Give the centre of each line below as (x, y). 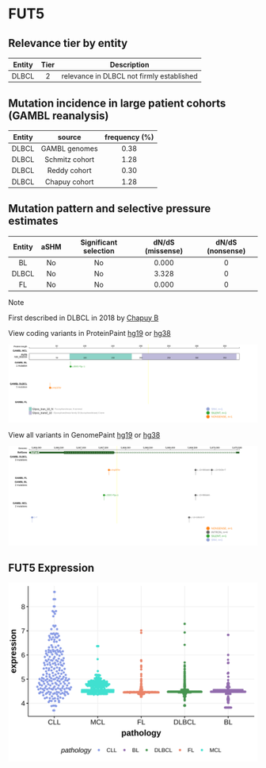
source (70, 137)
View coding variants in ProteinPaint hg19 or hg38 (90, 333)
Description (129, 64)
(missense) (164, 251)
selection (99, 251)
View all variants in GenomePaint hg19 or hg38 (84, 434)
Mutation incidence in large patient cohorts (117, 103)
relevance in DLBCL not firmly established (129, 75)
